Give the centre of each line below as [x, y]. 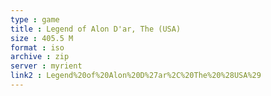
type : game [35, 19]
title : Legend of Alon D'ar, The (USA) [96, 29]
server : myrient [46, 66]
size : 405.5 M [42, 38]
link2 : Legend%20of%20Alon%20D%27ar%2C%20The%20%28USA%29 [136, 76]
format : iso [37, 47]
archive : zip [40, 57]
